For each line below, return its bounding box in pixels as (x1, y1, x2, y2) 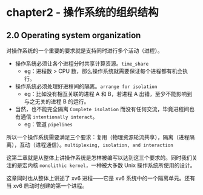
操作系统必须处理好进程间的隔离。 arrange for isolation (15, 83, 158, 90)
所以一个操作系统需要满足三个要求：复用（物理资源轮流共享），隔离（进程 (6, 134, 190, 140)
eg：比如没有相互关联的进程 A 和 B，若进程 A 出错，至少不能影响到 (24, 91, 193, 97)
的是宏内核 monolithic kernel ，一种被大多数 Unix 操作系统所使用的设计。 (11, 162, 196, 169)
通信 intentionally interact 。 (20, 113, 98, 120)
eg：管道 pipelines (24, 121, 73, 128)
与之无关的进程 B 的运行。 (24, 98, 90, 105)
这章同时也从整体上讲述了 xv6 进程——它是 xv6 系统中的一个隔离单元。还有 (6, 174, 196, 182)
